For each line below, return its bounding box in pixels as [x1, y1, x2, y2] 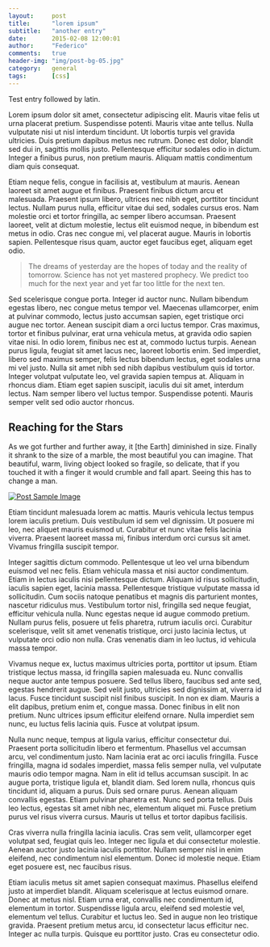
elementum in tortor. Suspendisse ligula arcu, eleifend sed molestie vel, [8, 903, 245, 913]
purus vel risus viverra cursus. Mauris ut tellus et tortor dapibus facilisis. [8, 812, 248, 822]
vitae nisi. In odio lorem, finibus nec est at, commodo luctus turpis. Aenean [8, 337, 256, 347]
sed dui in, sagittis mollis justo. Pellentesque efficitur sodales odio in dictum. [8, 144, 262, 154]
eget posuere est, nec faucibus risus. [8, 862, 132, 872]
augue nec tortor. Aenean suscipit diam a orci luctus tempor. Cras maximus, [8, 320, 260, 330]
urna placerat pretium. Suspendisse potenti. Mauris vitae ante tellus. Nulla [8, 118, 254, 128]
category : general [8, 65, 78, 73]
